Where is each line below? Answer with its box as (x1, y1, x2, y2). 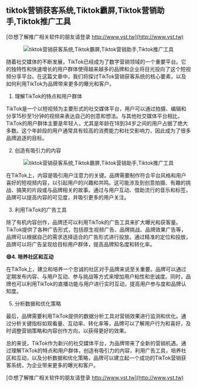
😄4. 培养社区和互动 (6, 253, 54, 260)
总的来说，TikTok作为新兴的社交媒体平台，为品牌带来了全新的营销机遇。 (6, 340, 182, 347)
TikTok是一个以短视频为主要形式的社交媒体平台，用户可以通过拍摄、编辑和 (6, 105, 186, 112)
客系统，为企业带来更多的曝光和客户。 (6, 361, 98, 368)
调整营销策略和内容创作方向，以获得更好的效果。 (11, 327, 130, 334)
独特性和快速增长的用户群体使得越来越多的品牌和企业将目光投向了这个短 (11, 65, 186, 72)
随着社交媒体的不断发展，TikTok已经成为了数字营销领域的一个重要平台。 (6, 58, 182, 65)
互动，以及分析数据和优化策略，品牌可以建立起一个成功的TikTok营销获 (16, 354, 186, 361)
